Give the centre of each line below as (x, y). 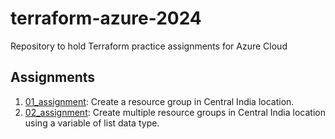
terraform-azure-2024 (106, 18)
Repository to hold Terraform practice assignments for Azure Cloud (149, 46)
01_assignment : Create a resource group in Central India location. (159, 101)
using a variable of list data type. (92, 123)
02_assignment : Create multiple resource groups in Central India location (175, 112)
